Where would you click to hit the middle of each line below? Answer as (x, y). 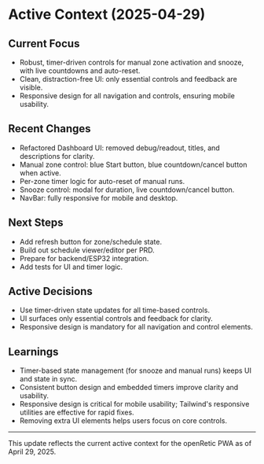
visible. (31, 87)
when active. (40, 173)
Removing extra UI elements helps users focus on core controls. (123, 421)
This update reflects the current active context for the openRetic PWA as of (130, 444)
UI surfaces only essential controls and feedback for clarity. (116, 319)
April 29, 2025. (32, 452)
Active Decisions (50, 291)
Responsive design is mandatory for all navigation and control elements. (136, 327)
